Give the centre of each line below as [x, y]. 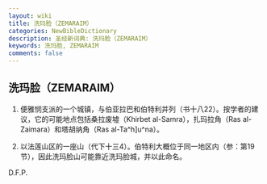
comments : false [35, 53]
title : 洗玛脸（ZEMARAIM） [50, 23]
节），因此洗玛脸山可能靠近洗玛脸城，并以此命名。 [103, 156]
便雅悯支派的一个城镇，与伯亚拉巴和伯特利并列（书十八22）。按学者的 [136, 109]
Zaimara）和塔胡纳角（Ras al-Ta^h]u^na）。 [92, 129]
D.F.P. [18, 172]
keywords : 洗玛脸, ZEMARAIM [54, 46]
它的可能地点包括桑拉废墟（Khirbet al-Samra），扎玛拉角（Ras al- [143, 119]
